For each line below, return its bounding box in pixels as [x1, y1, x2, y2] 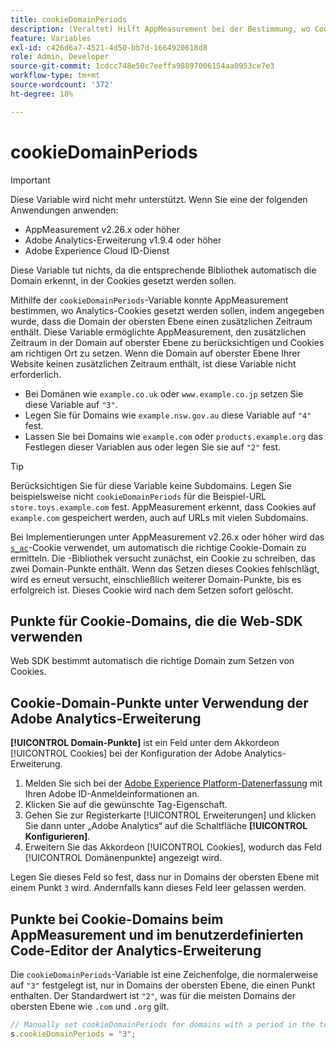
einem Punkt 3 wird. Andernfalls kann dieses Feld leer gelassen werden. [10, 882, 307, 894]
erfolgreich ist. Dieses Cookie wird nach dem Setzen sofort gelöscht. [10, 584, 294, 596]
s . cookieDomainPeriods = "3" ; [10, 1029, 137, 1039]
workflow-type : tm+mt [10, 71, 101, 81]
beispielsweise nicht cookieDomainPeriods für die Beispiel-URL [10, 490, 267, 502]
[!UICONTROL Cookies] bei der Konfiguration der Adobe [10, 747, 243, 760]
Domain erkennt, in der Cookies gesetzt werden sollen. [10, 274, 237, 286]
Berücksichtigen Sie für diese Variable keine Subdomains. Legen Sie [10, 479, 292, 491]
